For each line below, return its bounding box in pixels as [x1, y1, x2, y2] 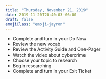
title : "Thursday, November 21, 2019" [5, 7, 88, 13]
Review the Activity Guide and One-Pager [12, 46, 101, 52]
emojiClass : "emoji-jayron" [5, 21, 66, 27]
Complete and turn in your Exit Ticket [12, 68, 92, 74]
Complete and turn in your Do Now [12, 36, 87, 42]
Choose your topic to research [12, 57, 77, 64]
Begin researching [12, 63, 52, 69]
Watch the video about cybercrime [12, 52, 86, 58]
